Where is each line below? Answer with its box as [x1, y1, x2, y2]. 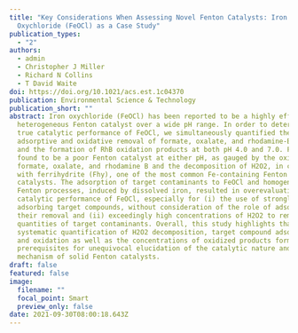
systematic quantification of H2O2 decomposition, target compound [17, 227, 272, 236]
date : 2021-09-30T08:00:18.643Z [9, 310, 129, 320]
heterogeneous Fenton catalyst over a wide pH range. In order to [17, 121, 268, 130]
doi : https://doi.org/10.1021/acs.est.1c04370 [9, 87, 184, 96]
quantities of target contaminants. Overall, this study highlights [17, 219, 276, 228]
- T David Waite [17, 79, 77, 88]
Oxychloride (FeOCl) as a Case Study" [17, 21, 161, 30]
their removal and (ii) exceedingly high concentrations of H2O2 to [17, 210, 276, 220]
